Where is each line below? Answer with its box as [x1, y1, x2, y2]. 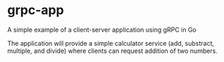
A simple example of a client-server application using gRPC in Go [7, 25, 197, 34]
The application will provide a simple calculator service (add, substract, [7, 39, 215, 47]
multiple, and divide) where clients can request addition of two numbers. [7, 46, 218, 55]
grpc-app [7, 2, 65, 18]
